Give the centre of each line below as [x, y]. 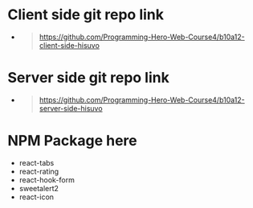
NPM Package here [72, 141]
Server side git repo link [88, 78]
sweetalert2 [39, 188]
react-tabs [37, 162]
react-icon [36, 197]
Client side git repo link [86, 15]
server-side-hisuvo [71, 108]
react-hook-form [47, 180]
